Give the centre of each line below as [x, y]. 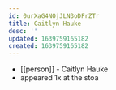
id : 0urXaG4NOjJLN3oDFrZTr [54, 16]
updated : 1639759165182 [49, 39]
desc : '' [23, 31]
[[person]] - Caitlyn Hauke [64, 69]
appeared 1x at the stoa [59, 78]
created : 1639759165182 [49, 46]
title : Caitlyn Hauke [45, 24]
